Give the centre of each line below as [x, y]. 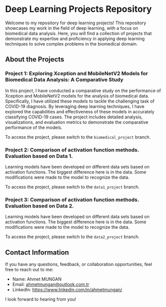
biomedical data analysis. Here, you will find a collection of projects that [79, 33]
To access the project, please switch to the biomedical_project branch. [78, 137]
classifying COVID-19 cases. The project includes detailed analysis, [74, 117]
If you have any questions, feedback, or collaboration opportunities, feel [79, 264]
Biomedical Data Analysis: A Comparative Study [64, 80]
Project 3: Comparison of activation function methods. [72, 200]
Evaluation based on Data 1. [39, 156]
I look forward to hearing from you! [41, 299]
